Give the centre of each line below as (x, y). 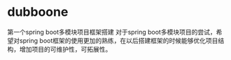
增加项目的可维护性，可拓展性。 (65, 49)
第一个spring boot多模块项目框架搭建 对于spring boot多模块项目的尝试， (112, 32)
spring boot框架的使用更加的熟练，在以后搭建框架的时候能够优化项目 (119, 40)
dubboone (38, 12)
